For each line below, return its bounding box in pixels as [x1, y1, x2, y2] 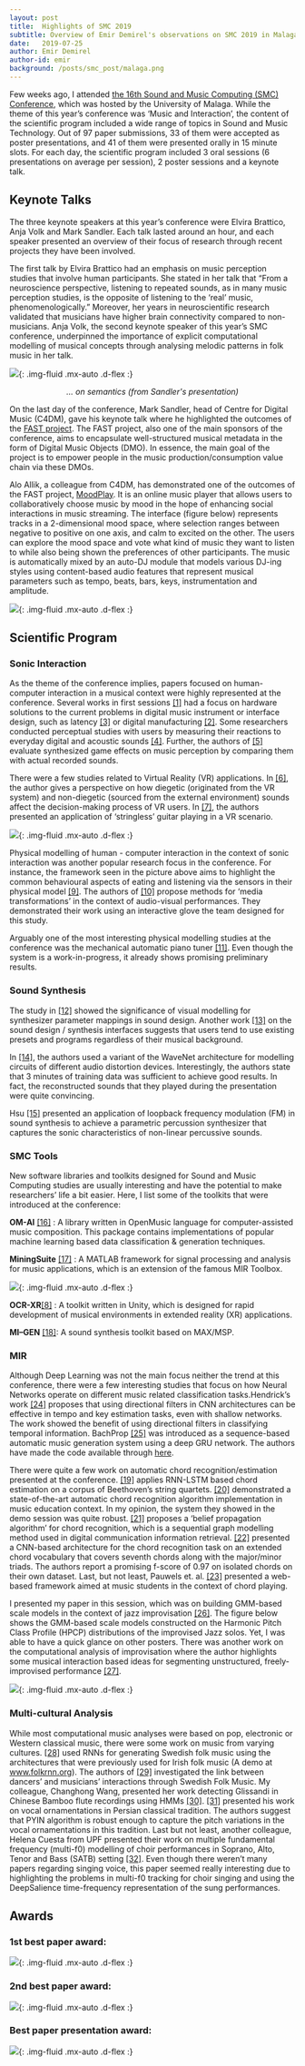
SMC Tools [9, 1149, 59, 1162]
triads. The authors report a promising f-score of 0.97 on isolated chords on [9, 1561, 293, 1572]
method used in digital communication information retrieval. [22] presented [9, 1532, 290, 1543]
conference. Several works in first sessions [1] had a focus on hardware [9, 697, 278, 708]
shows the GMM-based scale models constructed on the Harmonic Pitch [9, 1618, 282, 1628]
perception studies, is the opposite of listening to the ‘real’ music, [9, 291, 254, 302]
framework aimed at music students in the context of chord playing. [34, 1580, 289, 1591]
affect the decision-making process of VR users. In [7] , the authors [9, 802, 260, 812]
